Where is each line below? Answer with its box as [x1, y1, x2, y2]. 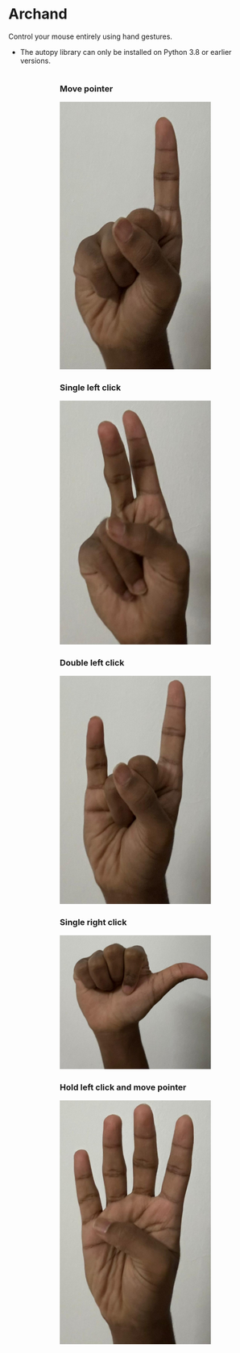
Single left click [60, 381, 122, 393]
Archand [8, 5, 68, 23]
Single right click [60, 916, 127, 927]
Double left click [60, 658, 125, 669]
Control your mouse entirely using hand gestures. [8, 32, 173, 41]
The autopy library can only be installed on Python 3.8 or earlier [19, 47, 232, 57]
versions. [19, 56, 51, 65]
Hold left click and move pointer [60, 1082, 187, 1093]
